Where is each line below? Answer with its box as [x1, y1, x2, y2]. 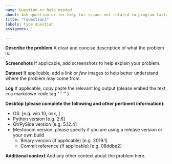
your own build [12, 132, 45, 138]
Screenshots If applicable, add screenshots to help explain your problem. [5, 60, 161, 66]
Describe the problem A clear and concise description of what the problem [5, 45, 165, 51]
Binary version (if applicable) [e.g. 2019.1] [20, 138, 108, 144]
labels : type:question [5, 21, 54, 27]
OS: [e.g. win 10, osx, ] [12, 111, 60, 117]
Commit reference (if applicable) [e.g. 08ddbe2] [20, 143, 122, 149]
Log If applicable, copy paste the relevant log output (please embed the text [5, 85, 166, 92]
